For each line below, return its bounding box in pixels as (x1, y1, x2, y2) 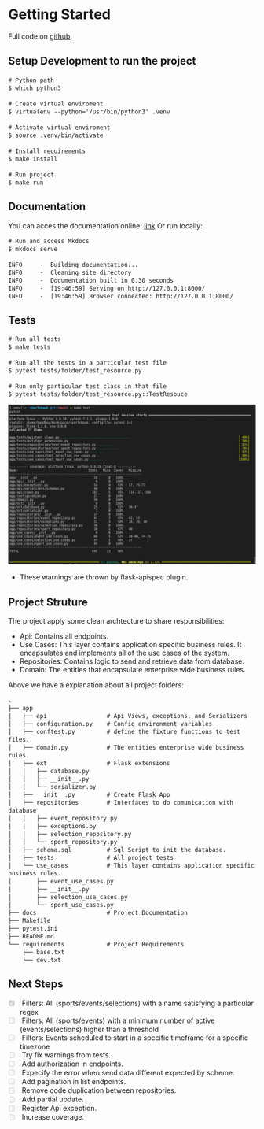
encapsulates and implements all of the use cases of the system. (19, 648, 230, 658)
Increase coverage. (21, 1112, 85, 1122)
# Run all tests (8, 335, 61, 343)
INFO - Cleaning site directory (8, 268, 132, 276)
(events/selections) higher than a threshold (19, 1024, 159, 1034)
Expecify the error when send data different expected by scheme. (21, 1068, 235, 1078)
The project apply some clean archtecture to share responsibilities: (8, 616, 225, 626)
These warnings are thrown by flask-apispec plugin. (19, 572, 189, 582)
